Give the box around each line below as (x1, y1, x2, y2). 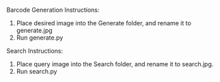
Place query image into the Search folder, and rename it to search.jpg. (16, 60, 214, 68)
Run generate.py (16, 33, 64, 42)
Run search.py (16, 68, 57, 75)
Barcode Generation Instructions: (6, 6, 100, 14)
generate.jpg (16, 27, 53, 34)
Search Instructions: (6, 47, 64, 55)
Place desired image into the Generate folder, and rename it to (16, 19, 192, 27)
